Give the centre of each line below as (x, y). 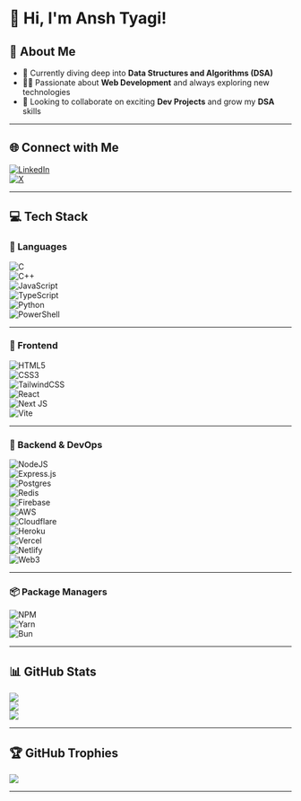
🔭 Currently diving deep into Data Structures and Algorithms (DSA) (147, 73)
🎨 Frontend (34, 346)
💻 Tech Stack (49, 217)
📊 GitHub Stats (53, 671)
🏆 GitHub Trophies (64, 753)
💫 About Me (43, 52)
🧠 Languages (38, 247)
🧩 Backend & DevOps (56, 445)
